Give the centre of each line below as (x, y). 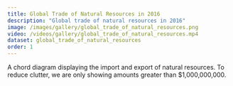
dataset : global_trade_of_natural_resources (74, 41)
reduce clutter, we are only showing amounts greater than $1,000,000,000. (117, 75)
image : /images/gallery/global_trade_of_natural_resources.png (103, 27)
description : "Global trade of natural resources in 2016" (97, 21)
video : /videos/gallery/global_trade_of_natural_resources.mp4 (103, 34)
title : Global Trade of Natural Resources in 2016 (84, 14)
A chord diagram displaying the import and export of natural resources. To (116, 67)
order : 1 (20, 47)
